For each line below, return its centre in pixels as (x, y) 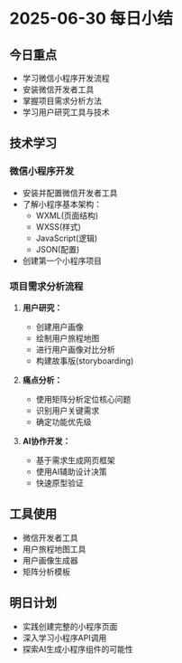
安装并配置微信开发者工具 (70, 193)
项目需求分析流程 (46, 286)
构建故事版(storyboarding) (85, 360)
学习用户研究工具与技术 (66, 112)
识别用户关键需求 (68, 410)
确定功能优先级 (64, 421)
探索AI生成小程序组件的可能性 (77, 649)
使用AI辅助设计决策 (72, 471)
